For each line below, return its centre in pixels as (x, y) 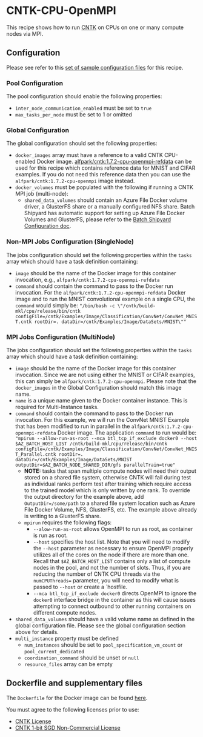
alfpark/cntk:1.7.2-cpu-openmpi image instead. (75, 181)
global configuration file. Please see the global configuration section (100, 625)
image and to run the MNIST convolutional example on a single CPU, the (105, 299)
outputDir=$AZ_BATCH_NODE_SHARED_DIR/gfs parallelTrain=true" (95, 465)
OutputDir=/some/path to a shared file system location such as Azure (110, 503)
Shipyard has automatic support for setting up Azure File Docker (104, 213)
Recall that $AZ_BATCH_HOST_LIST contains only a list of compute (112, 561)
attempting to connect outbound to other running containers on (112, 606)
